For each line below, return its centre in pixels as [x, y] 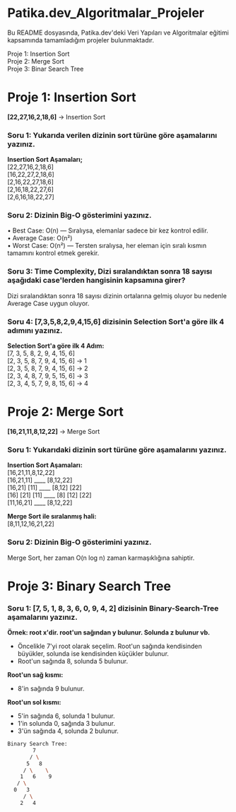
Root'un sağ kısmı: [35, 675]
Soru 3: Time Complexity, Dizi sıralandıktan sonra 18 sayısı [110, 271]
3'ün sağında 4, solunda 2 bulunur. [68, 731]
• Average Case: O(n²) [40, 238]
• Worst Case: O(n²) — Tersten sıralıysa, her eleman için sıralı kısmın [107, 246]
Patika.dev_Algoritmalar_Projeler [106, 13]
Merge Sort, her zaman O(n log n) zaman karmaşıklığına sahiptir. [101, 558]
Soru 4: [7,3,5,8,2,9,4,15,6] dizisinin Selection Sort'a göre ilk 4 [116, 322]
